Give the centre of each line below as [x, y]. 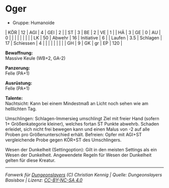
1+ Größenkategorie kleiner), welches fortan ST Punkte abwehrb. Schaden [82, 124]
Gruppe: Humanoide [33, 23]
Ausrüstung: [19, 83]
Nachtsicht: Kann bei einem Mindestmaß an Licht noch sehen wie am [77, 103]
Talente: [14, 98]
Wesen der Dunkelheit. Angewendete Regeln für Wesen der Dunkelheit [78, 155]
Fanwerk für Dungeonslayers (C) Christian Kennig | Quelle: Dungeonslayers [84, 174]
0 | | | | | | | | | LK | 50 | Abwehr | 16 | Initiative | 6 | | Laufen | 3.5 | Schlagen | [84, 38]
